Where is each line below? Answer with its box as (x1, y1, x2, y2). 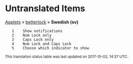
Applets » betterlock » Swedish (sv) (5, 19, 79, 25)
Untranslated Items (5, 3, 85, 14)
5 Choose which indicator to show (11, 45, 90, 50)
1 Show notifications (11, 28, 63, 33)
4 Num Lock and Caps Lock (11, 41, 71, 46)
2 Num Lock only (11, 33, 52, 38)
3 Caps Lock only (11, 37, 54, 42)
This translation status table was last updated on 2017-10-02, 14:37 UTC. (5, 54, 128, 59)
